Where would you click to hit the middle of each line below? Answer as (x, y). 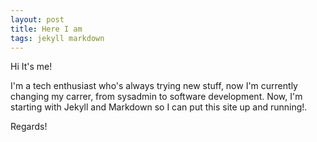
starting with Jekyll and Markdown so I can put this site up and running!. (159, 107)
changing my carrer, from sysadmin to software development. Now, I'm (156, 97)
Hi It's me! (31, 67)
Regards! (29, 127)
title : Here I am (46, 29)
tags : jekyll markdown (57, 38)
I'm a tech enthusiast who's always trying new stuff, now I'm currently (154, 86)
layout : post (37, 19)
